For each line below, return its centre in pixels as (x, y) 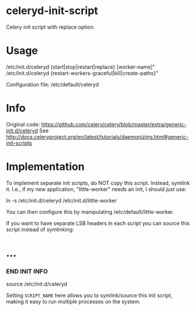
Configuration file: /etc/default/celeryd (53, 84)
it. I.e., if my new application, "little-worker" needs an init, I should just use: (96, 189)
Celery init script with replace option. (51, 27)
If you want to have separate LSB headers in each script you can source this (98, 223)
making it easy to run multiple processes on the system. (73, 302)
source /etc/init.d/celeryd (37, 284)
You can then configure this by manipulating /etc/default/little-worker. (90, 211)
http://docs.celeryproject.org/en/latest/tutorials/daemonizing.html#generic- (97, 136)
